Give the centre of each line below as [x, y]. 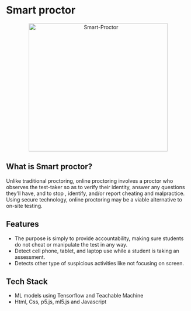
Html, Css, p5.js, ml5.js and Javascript [60, 302]
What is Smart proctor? [49, 167]
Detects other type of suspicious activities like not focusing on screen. [99, 263]
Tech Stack [27, 281]
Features [22, 224]
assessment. [30, 257]
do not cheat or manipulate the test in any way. [71, 244]
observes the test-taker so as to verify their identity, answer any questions [95, 187]
